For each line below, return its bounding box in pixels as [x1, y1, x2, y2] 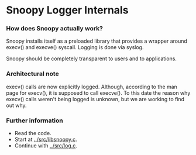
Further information [6, 116, 63, 125]
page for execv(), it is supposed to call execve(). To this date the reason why [6, 89, 191, 97]
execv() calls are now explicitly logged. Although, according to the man [6, 83, 177, 90]
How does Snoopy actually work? [6, 25, 104, 33]
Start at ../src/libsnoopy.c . [14, 136, 77, 143]
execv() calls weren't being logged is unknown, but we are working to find [6, 95, 185, 102]
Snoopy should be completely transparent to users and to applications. [6, 55, 177, 62]
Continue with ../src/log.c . [14, 142, 77, 149]
